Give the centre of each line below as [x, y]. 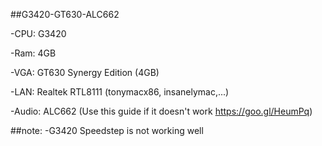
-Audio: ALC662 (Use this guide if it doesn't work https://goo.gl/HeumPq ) [161, 111]
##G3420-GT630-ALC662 [65, 14]
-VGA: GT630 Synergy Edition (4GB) [85, 72]
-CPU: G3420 [38, 33]
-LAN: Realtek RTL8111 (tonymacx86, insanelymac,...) [120, 92]
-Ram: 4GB [33, 53]
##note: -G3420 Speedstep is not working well [107, 130]
